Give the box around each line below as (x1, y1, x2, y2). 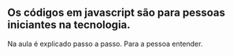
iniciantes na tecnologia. (7, 19, 131, 32)
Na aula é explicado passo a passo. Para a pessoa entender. (7, 39, 203, 48)
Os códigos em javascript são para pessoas (7, 6, 226, 19)
